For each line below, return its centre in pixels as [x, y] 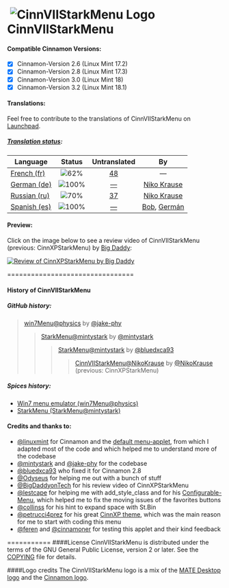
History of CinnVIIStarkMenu [49, 290]
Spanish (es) [31, 207]
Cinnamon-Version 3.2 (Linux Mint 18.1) [72, 87]
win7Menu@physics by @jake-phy [72, 323]
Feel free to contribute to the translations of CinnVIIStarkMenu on [99, 118]
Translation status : [35, 141]
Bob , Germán [163, 207]
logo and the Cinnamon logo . [48, 577]
